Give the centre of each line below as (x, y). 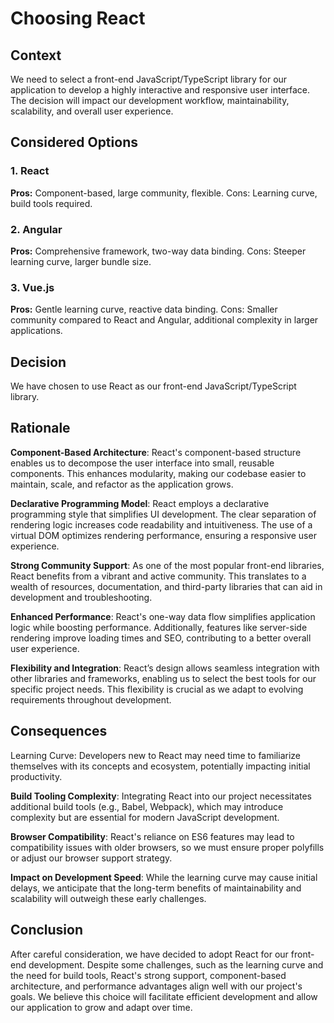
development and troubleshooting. (81, 597)
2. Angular (36, 229)
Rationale (40, 428)
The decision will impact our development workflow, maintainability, (150, 100)
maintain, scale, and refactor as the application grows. (122, 484)
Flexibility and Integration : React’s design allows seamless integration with (165, 668)
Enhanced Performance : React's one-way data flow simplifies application (163, 616)
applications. (36, 331)
